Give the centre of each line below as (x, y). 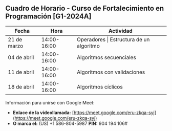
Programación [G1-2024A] (48, 17)
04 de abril (21, 57)
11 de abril (21, 72)
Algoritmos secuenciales (106, 57)
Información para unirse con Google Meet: (50, 102)
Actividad (121, 31)
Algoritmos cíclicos (100, 86)
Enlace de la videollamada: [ (43, 113)
